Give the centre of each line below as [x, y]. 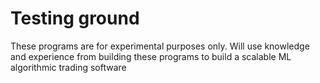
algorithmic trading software [68, 67]
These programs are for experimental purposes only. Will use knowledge [160, 46]
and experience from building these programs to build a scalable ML [151, 56]
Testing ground [75, 18]
